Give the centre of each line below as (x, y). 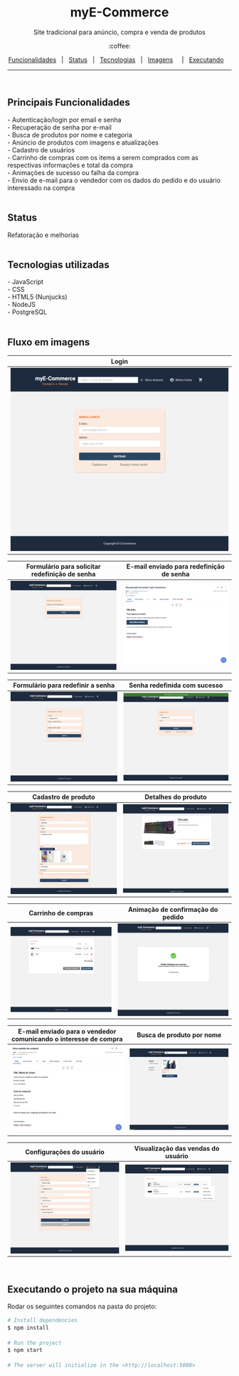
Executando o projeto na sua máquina (93, 1289)
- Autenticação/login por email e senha (64, 120)
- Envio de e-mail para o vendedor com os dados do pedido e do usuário (114, 180)
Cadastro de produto (63, 797)
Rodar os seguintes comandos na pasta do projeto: (82, 1306)
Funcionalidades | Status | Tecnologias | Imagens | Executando (116, 59)
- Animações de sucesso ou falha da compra (73, 172)
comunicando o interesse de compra (67, 1039)
